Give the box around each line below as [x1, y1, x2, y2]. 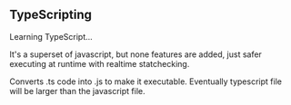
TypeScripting [9, 7, 93, 23]
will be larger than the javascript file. [9, 85, 145, 96]
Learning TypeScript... [9, 31, 93, 42]
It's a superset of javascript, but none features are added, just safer [9, 49, 262, 60]
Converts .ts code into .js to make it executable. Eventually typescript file [9, 76, 282, 87]
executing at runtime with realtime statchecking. [9, 58, 190, 69]
